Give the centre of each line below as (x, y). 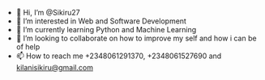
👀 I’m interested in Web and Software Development (101, 21)
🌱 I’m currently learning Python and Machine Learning (106, 29)
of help (28, 47)
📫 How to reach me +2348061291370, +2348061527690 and (119, 56)
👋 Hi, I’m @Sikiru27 (48, 13)
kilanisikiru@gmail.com (54, 67)
